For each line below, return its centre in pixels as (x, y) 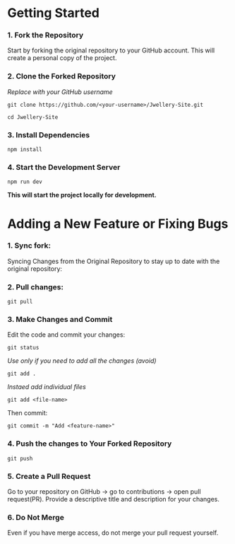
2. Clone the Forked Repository (62, 76)
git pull (20, 302)
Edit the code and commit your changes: (66, 335)
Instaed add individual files (47, 387)
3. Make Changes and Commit (60, 320)
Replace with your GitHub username (60, 92)
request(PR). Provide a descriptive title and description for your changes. (114, 499)
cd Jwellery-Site (33, 117)
